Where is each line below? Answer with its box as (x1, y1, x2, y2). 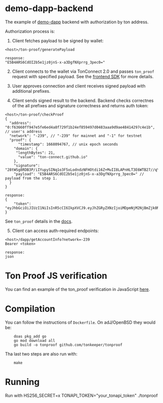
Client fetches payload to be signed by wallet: (12, 37, 104, 44)
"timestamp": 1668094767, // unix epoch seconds (17, 142, 118, 147)
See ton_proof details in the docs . (5, 218, 73, 224)
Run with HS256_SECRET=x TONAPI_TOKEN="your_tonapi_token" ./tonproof (5, 392, 158, 398)
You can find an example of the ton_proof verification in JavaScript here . (5, 286, 150, 292)
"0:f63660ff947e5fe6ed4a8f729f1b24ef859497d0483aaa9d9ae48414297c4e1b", (5, 125, 155, 130)
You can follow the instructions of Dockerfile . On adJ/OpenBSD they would (5, 319, 156, 325)
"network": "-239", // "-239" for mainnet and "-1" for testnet (9, 133, 142, 138)
